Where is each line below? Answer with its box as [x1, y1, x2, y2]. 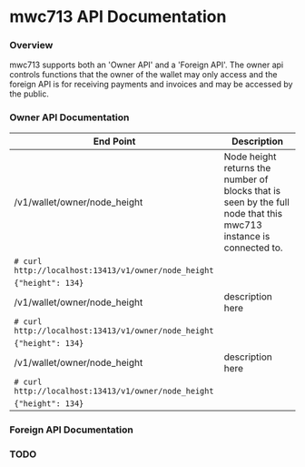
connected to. [223, 241, 283, 254]
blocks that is [223, 184, 281, 197]
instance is [223, 229, 271, 242]
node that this [223, 207, 283, 219]
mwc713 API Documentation [9, 6, 227, 27]
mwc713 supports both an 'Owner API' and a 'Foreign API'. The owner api [9, 59, 284, 70]
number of [223, 173, 269, 186]
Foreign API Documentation [9, 423, 134, 436]
